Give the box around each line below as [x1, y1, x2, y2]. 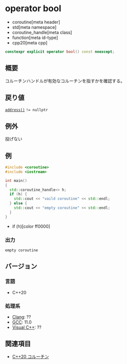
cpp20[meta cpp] [12, 40, 48, 45]
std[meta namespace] [12, 24, 57, 30]
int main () [5, 178, 27, 183]
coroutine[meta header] [12, 19, 60, 25]
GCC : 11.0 [12, 319, 32, 325]
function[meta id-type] [12, 35, 58, 40]
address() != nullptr [5, 108, 48, 113]
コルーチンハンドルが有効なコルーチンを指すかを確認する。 [5, 78, 125, 83]
